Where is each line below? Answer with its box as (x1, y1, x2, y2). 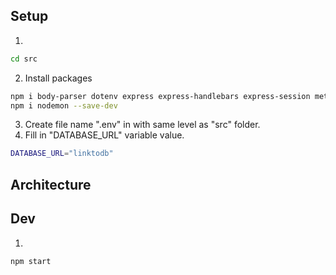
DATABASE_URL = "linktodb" (10, 149, 114, 159)
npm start (10, 256, 52, 266)
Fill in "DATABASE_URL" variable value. (24, 129, 185, 141)
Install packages (24, 72, 93, 84)
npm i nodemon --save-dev (10, 100, 118, 111)
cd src (10, 54, 38, 64)
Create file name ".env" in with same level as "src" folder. (24, 119, 261, 131)
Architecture (10, 176, 92, 193)
